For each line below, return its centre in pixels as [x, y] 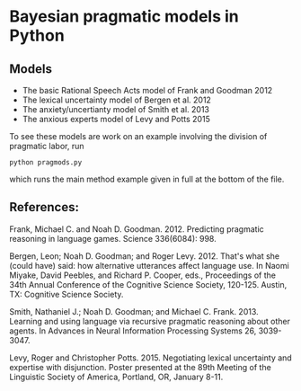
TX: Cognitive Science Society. [66, 294]
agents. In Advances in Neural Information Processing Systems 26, [133, 331]
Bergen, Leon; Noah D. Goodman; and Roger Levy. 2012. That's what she [145, 256]
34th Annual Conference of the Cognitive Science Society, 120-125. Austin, [148, 284]
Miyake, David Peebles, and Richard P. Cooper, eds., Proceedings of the [143, 275]
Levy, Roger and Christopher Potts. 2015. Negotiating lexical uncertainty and [150, 358]
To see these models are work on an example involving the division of [138, 136]
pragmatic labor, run [47, 146]
